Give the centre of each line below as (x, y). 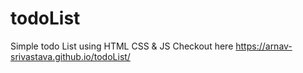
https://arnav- (264, 46)
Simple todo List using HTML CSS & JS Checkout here (122, 46)
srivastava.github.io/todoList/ (70, 56)
